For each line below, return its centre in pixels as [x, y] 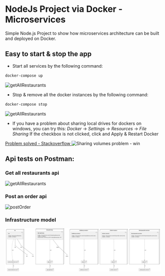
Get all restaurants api [32, 173]
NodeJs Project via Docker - [64, 9]
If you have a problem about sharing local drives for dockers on [77, 123]
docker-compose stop [26, 104]
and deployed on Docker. [31, 39]
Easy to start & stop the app [48, 54]
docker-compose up [24, 76]
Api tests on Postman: [40, 159]
